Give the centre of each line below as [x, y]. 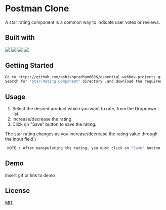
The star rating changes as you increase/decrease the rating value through [81, 134]
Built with [20, 38]
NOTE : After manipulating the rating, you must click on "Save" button [84, 148]
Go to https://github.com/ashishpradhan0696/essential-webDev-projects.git [85, 77]
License [18, 191]
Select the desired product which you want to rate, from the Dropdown [84, 109]
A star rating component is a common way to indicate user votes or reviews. [83, 22]
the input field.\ [21, 139]
